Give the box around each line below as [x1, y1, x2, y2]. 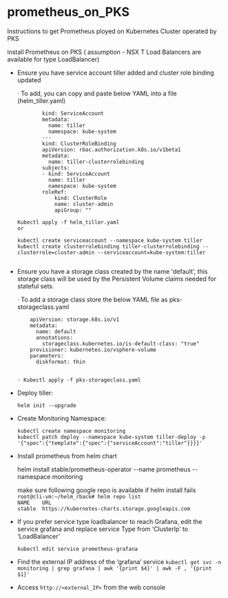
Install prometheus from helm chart [17, 451, 117, 460]
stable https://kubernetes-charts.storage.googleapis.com [17, 505, 191, 512]
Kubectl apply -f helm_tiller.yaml [17, 218, 120, 225]
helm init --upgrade [17, 402, 76, 409]
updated [17, 75, 41, 84]
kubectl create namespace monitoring [17, 427, 126, 434]
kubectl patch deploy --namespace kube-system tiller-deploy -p [17, 433, 206, 440]
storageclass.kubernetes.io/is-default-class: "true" [42, 340, 200, 347]
